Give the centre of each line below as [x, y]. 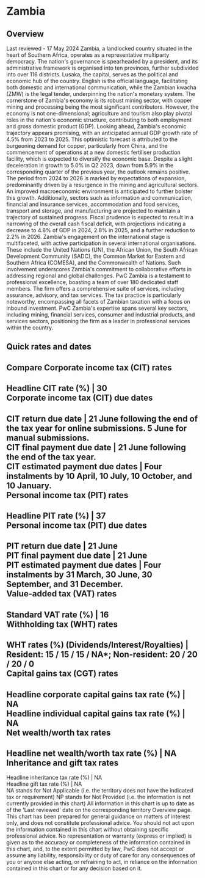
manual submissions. [48, 438]
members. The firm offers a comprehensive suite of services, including [95, 289]
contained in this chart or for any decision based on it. [74, 868]
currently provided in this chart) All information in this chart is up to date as [100, 803]
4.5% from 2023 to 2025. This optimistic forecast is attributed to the [92, 139]
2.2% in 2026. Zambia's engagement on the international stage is [88, 237]
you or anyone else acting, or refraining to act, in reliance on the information [102, 862]
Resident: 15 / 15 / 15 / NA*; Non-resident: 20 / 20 [102, 655]
